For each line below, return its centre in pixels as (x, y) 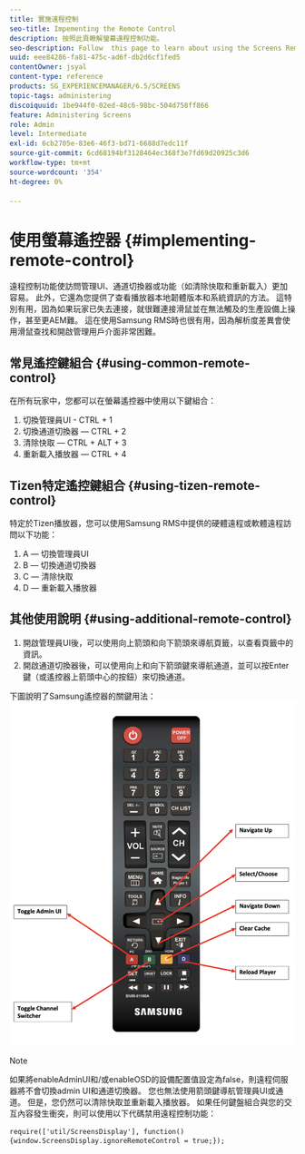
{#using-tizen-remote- (194, 485)
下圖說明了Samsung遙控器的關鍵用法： (83, 696)
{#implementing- (190, 240)
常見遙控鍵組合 (51, 363)
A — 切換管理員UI (55, 553)
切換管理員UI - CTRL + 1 (68, 420)
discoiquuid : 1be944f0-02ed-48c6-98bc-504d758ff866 (109, 105)
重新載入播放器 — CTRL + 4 (74, 455)
